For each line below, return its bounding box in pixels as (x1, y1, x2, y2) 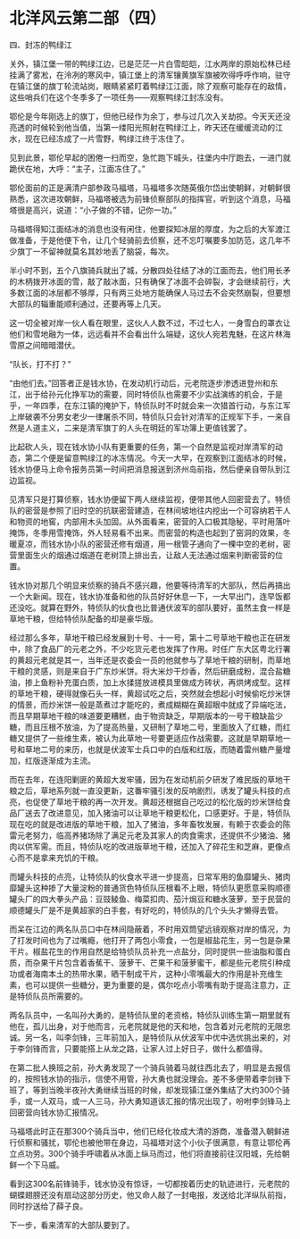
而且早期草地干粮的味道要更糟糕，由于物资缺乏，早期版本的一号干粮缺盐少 (9, 710, 283, 721)
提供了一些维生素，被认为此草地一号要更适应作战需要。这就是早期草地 (24, 733, 283, 743)
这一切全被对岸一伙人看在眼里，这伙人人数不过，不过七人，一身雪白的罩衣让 (9, 317, 291, 328)
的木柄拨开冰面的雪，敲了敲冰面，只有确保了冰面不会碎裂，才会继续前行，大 (9, 276, 291, 287)
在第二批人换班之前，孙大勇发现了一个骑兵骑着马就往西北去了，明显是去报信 (9, 1062, 291, 1073)
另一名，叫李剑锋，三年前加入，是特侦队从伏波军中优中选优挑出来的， (24, 1032, 283, 1042)
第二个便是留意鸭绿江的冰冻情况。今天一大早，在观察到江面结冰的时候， (24, 452, 291, 463)
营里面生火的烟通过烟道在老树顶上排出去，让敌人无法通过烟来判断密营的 (9, 549, 275, 560)
